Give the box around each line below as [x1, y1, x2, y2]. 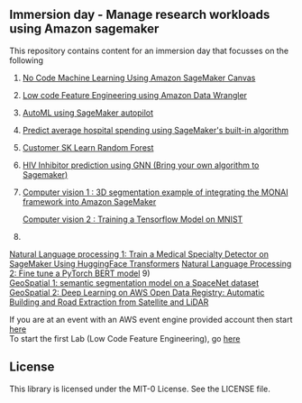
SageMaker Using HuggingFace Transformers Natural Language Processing [9, 258, 292, 269]
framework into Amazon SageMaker [22, 196, 157, 206]
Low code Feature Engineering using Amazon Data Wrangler [22, 89, 248, 100]
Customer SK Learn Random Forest [22, 142, 154, 152]
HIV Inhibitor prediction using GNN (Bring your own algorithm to [22, 160, 260, 170]
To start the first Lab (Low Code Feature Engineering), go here [9, 333, 241, 343]
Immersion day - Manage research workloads [9, 7, 270, 23]
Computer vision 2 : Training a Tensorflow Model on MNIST [22, 214, 243, 224]
